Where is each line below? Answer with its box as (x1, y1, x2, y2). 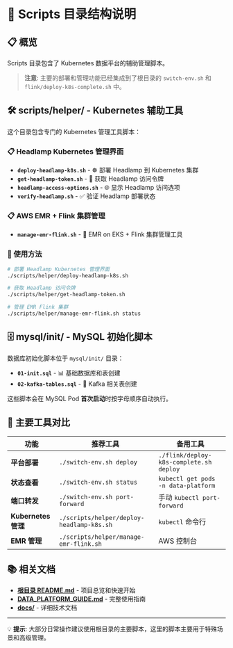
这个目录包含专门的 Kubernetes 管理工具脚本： (7, 127, 141, 136)
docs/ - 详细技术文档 (17, 604, 78, 612)
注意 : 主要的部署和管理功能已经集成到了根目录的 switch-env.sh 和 (24, 74, 212, 82)
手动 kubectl (158, 492, 200, 502)
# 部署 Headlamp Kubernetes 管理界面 (7, 266, 110, 273)
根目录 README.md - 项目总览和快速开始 (17, 586, 136, 594)
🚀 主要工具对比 (7, 416, 71, 428)
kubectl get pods (158, 474, 216, 483)
